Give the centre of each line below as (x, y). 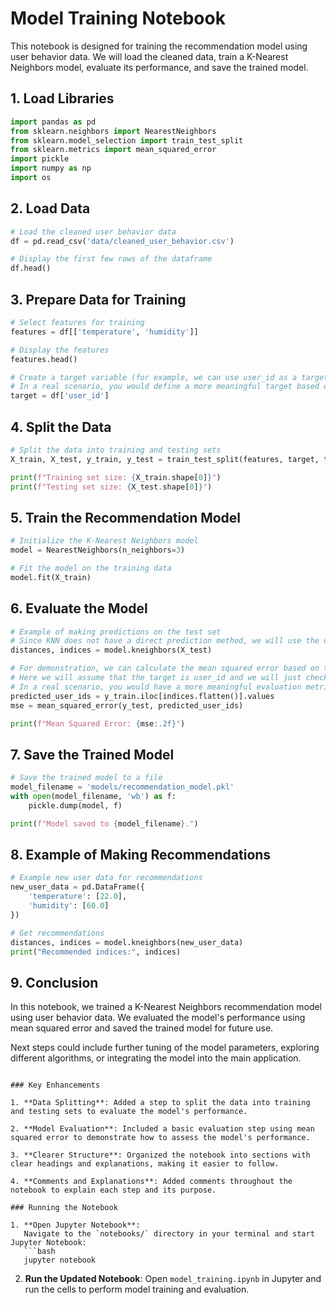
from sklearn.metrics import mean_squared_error (113, 150)
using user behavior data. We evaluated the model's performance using (158, 1018)
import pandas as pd (53, 122)
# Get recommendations (57, 933)
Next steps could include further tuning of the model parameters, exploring (165, 1048)
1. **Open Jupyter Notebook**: (75, 1225)
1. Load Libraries (62, 98)
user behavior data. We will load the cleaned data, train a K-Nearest (149, 56)
